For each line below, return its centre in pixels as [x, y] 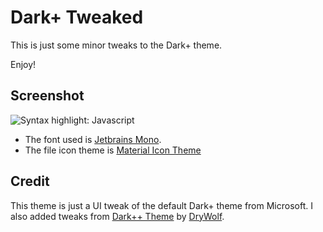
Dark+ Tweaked [77, 17]
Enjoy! [23, 64]
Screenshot [47, 96]
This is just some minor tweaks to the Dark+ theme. [116, 45]
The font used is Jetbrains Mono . [93, 139]
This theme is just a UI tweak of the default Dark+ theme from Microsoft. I [161, 205]
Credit [30, 181]
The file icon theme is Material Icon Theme [113, 150]
